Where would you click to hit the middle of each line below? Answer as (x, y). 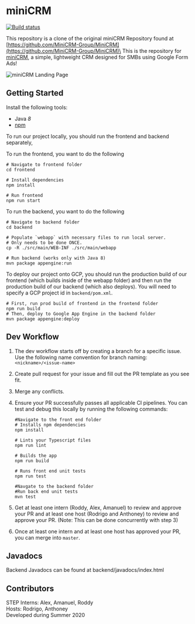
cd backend (19, 227)
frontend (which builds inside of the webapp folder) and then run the (89, 280)
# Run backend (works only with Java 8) (56, 258)
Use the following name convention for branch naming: (81, 357)
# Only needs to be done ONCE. (44, 243)
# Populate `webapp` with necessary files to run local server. (86, 238)
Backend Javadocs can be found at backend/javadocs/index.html (85, 570)
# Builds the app (36, 456)
